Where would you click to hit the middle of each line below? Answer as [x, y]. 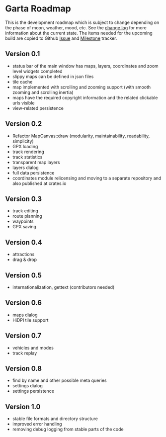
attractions [23, 255]
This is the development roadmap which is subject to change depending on [82, 22]
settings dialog [28, 386]
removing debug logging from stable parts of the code [68, 429]
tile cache [22, 82]
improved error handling [37, 424]
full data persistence [33, 173]
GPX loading [25, 146]
